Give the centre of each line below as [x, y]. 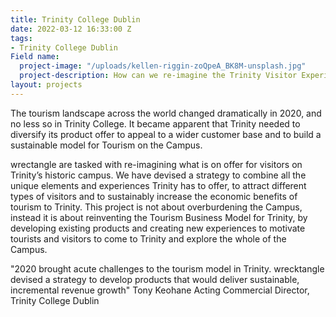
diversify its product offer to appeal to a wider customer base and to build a [166, 134]
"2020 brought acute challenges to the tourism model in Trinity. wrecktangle [167, 268]
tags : [21, 38]
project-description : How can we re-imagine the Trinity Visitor [158, 76]
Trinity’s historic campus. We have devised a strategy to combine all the [158, 175]
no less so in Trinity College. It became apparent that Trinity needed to [155, 123]
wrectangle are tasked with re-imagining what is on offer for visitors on [156, 164]
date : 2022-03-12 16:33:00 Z [71, 29]
